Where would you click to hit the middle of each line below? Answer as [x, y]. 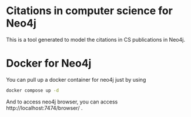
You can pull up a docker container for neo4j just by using [76, 79]
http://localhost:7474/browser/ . [44, 108]
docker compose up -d [33, 90]
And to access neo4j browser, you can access [62, 102]
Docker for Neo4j [49, 63]
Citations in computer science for [90, 11]
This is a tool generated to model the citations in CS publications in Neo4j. [95, 39]
